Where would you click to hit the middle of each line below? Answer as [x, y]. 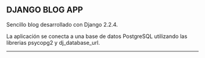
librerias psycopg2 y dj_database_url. [53, 42]
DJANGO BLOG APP [45, 10]
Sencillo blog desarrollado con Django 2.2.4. [62, 24]
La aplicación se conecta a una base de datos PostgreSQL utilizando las [97, 36]
